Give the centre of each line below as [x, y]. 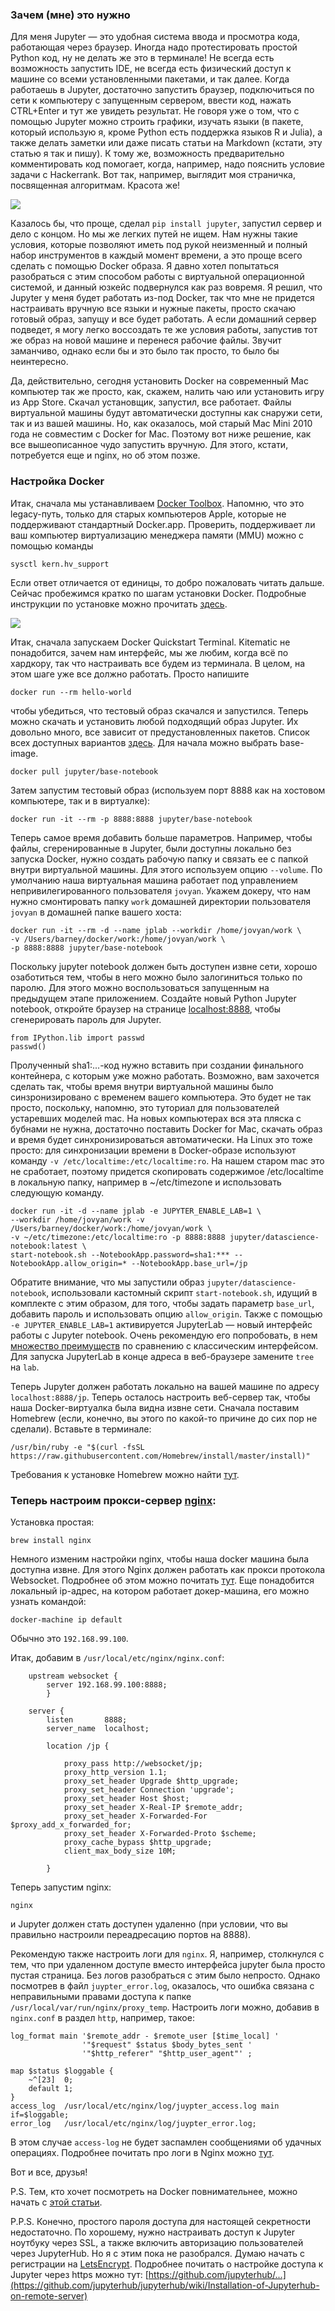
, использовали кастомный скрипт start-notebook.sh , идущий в [182, 1292]
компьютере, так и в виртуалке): [80, 800]
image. [24, 753]
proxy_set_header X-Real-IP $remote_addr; [153, 1807]
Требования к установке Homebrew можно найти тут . [125, 1474]
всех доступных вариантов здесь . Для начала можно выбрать [144, 742]
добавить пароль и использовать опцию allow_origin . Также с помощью [166, 1314]
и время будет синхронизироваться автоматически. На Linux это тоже [161, 1139]
